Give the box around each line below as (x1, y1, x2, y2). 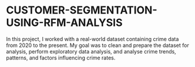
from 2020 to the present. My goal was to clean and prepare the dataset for (6, 42, 189, 49)
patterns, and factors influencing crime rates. (6, 54, 116, 61)
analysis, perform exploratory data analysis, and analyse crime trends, (6, 48, 176, 55)
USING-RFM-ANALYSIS (6, 16, 123, 29)
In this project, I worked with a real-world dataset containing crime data (6, 35, 179, 42)
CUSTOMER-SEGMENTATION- (6, 4, 157, 17)
